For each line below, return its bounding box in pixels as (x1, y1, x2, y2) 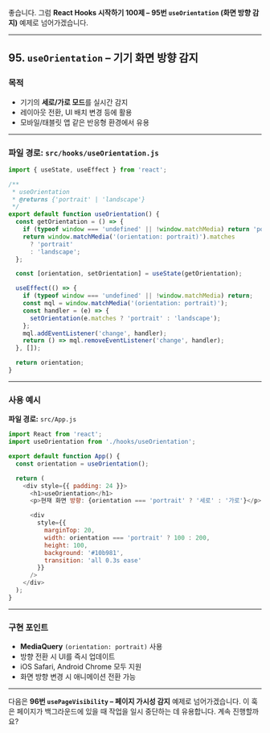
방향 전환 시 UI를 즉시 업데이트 (19, 652, 116, 661)
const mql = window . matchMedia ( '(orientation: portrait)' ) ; (22, 300, 228, 308)
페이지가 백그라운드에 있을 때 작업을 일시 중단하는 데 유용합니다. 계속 (16, 706, 231, 716)
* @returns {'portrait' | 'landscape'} (11, 195, 146, 204)
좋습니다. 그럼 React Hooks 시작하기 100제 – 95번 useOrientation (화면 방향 (8, 8, 252, 17)
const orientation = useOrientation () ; (15, 459, 149, 468)
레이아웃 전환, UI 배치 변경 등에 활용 (19, 107, 133, 117)
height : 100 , (43, 541, 88, 549)
